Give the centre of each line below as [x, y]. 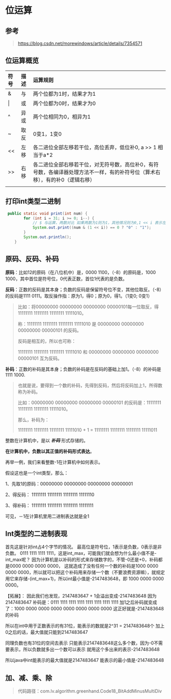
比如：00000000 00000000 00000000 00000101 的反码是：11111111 [89, 402]
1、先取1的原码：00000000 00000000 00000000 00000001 [69, 483]
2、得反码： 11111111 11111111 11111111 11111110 [50, 494]
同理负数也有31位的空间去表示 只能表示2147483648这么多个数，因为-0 [80, 643]
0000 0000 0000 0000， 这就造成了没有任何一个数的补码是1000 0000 [84, 566]
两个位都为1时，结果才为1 [64, 94]
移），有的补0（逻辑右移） [64, 180]
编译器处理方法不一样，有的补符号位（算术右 [107, 172]
